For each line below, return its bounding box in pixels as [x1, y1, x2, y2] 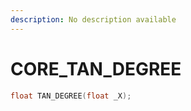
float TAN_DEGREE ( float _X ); [10, 91, 132, 101]
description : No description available [10, 14, 177, 25]
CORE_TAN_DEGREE [10, 57, 182, 80]
